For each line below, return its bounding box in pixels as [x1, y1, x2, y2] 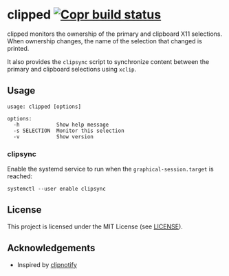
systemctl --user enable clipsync [7, 186, 107, 193]
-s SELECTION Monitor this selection [13, 127, 125, 134]
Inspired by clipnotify [17, 260, 78, 268]
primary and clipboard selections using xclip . [7, 65, 137, 73]
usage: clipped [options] [7, 103, 81, 110]
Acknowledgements [7, 242, 96, 254]
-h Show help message [13, 121, 109, 128]
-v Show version [13, 133, 94, 140]
